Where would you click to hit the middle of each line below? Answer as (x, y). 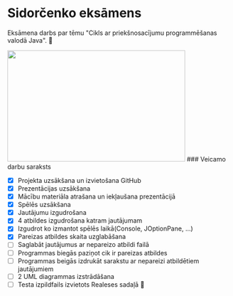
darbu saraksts (29, 166)
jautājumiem (36, 269)
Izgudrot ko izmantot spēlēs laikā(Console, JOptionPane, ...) (105, 228)
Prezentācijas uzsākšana (54, 189)
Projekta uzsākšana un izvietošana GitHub (79, 180)
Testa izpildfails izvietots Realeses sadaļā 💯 (81, 284)
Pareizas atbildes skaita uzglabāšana (72, 237)
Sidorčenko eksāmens (75, 13)
